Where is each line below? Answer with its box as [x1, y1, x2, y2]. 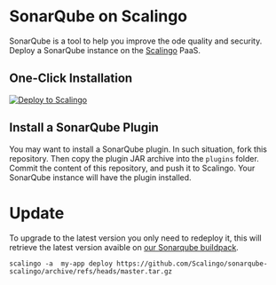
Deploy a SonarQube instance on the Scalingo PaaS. [9, 44, 201, 55]
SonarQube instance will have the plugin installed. [9, 171, 193, 183]
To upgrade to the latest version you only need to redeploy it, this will [9, 233, 262, 243]
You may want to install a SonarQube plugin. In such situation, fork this [9, 144, 268, 154]
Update [9, 202, 65, 223]
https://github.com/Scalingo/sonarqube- [116, 259, 268, 268]
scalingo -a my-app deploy [9, 259, 114, 268]
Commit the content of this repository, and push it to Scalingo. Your [9, 162, 256, 173]
